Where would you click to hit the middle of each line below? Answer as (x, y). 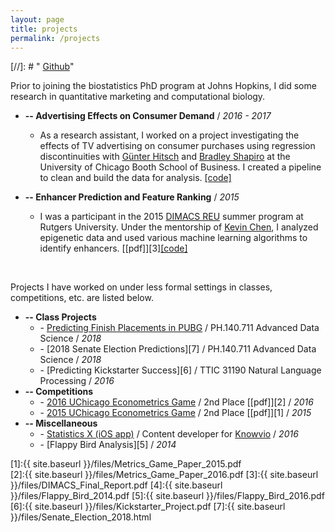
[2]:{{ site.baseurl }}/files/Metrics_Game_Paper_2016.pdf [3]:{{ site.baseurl (164, 475)
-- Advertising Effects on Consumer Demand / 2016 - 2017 (148, 116)
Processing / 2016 (77, 381)
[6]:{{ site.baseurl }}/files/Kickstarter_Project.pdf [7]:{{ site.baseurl (148, 507)
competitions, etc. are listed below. (82, 298)
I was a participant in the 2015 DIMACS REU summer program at (171, 217)
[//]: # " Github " (42, 67)
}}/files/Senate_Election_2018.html (81, 517)
